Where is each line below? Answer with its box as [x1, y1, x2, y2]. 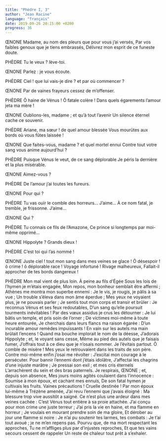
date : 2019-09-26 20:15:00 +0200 [5, 21, 74, 26]
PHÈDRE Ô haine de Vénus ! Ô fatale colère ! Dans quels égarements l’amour [5, 97, 161, 104]
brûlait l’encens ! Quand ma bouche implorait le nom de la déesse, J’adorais [5, 331, 159, 337]
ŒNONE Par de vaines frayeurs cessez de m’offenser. [5, 88, 115, 94]
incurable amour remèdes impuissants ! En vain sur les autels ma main [5, 326, 148, 331]
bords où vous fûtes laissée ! [5, 132, 64, 138]
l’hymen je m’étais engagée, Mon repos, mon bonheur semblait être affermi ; [5, 284, 161, 290]
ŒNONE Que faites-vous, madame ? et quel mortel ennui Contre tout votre [5, 142, 157, 148]
